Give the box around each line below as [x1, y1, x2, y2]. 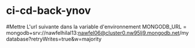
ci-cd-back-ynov [6, 4, 91, 17]
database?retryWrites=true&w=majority [6, 35, 102, 42]
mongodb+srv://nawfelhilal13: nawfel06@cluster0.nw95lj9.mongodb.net [6, 29, 180, 36]
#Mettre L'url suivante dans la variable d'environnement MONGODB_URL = [6, 23, 187, 30]
